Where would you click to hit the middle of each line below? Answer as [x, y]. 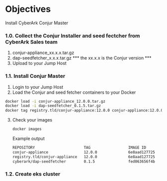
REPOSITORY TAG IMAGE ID [79, 148]
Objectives [28, 9]
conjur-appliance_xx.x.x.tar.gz [43, 53]
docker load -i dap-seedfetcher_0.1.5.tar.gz [53, 106]
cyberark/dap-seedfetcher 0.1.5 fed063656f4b [83, 161]
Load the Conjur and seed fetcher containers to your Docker [74, 92]
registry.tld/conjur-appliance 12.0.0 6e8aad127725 [83, 157]
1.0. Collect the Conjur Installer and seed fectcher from [73, 36]
